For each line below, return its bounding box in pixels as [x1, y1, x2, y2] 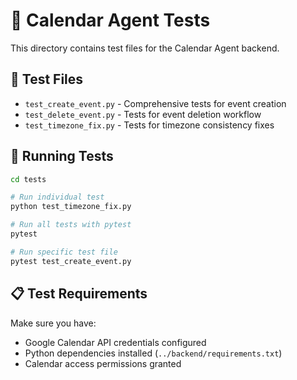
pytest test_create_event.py [10, 256, 132, 266]
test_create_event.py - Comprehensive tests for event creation [24, 97, 287, 109]
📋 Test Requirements [10, 285, 148, 303]
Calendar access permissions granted [24, 357, 182, 369]
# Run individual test [10, 192, 105, 203]
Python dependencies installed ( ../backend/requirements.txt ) [24, 347, 283, 359]
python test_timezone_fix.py [10, 202, 132, 212]
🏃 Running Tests [10, 148, 114, 165]
